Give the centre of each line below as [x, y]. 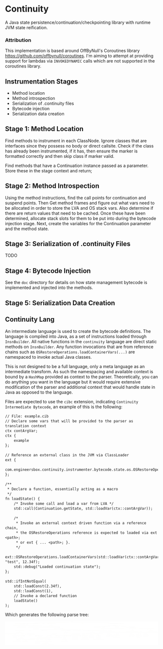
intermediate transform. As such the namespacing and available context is [79, 371]
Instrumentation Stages [42, 81]
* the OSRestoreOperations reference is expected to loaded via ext [87, 533]
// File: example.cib [27, 416]
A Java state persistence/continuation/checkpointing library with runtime [78, 22]
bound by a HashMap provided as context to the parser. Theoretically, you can [81, 377]
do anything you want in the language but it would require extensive [73, 382]
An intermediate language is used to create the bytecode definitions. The [78, 331]
